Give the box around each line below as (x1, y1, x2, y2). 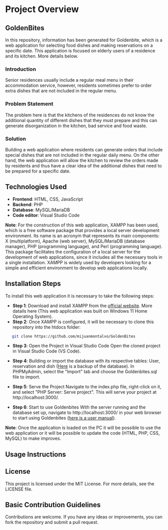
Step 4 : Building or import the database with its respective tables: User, (12, 358, 160, 364)
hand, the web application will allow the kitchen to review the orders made (5, 157, 158, 163)
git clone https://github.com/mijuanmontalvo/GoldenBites (12, 334, 136, 339)
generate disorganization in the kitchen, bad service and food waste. (5, 123, 147, 129)
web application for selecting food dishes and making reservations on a (5, 42, 153, 48)
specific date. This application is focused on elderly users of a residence (5, 48, 155, 53)
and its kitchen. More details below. (5, 53, 79, 59)
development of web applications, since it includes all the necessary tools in (5, 254, 163, 260)
